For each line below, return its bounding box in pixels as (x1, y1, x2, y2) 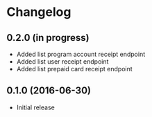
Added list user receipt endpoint (16, 57, 109, 66)
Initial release (16, 103, 55, 111)
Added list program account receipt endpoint (16, 50, 146, 58)
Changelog (6, 4, 71, 20)
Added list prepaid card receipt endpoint (16, 65, 133, 73)
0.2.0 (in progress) (6, 32, 90, 44)
